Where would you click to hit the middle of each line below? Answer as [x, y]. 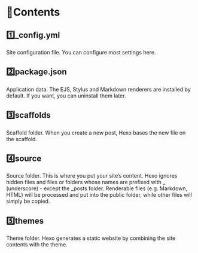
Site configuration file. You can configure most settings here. [81, 52]
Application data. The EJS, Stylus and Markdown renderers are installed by [99, 89]
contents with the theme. [37, 245]
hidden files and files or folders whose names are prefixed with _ [86, 182]
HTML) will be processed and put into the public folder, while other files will [99, 195]
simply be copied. [28, 201]
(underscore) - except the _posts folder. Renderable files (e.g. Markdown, [97, 188]
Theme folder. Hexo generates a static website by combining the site [91, 238]
